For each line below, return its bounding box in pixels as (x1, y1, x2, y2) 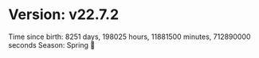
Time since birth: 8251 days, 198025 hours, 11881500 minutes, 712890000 (8, 32, 251, 41)
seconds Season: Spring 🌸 (8, 40, 96, 49)
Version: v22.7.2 (8, 6, 120, 24)
